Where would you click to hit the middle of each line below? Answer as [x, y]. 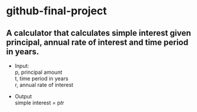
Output [23, 96]
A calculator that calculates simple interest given [99, 33]
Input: [22, 66]
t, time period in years [42, 78]
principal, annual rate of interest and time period [97, 42]
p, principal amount [38, 72]
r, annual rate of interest [44, 85]
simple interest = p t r [39, 103]
